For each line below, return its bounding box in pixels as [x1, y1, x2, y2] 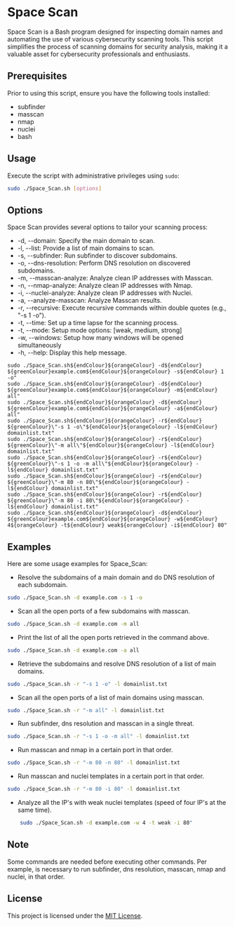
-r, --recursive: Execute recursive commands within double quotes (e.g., [17, 303, 227, 313]
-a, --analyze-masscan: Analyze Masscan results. [17, 296, 163, 305]
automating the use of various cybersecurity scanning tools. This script [7, 34, 213, 43]
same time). [17, 806, 52, 815]
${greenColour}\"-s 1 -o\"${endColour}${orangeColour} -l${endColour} [7, 423, 218, 430]
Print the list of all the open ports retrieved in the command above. [17, 633, 209, 641]
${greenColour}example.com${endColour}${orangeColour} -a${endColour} [7, 405, 218, 412]
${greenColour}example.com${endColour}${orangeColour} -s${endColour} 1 [7, 368, 224, 376]
